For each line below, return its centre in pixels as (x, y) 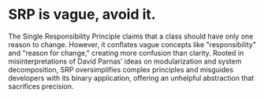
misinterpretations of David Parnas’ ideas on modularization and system (125, 61)
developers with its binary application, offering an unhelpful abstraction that (131, 78)
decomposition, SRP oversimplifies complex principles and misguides (121, 69)
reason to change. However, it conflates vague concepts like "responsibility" (132, 44)
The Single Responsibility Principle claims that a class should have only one (131, 36)
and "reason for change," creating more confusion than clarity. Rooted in (126, 53)
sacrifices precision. (41, 86)
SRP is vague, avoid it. (82, 15)
